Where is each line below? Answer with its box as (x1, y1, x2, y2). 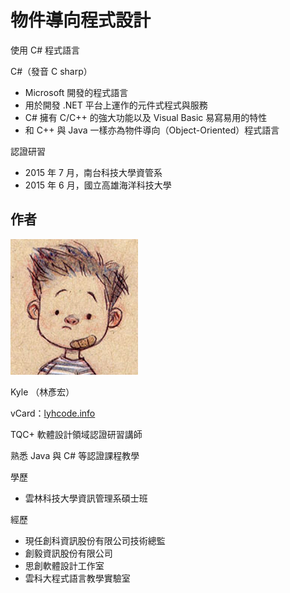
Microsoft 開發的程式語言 (24, 86, 129, 98)
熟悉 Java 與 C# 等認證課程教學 (10, 449, 140, 461)
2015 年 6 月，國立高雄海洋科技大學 (24, 179, 172, 191)
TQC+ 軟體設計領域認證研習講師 (10, 428, 143, 440)
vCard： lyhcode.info (10, 407, 96, 419)
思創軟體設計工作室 (24, 559, 105, 571)
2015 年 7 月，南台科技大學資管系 (24, 166, 163, 178)
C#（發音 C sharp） (10, 65, 93, 77)
